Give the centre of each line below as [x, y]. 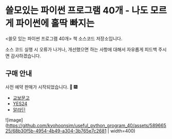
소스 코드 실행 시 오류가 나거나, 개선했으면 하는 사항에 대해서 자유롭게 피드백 [81, 49]
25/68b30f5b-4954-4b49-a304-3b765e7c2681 [56, 131]
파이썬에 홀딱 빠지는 [55, 23]
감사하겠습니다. [26, 56]
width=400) [123, 131]
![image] [14, 120]
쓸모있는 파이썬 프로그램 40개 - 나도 [77, 11]
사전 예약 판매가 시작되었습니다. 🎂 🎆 [42, 87]
